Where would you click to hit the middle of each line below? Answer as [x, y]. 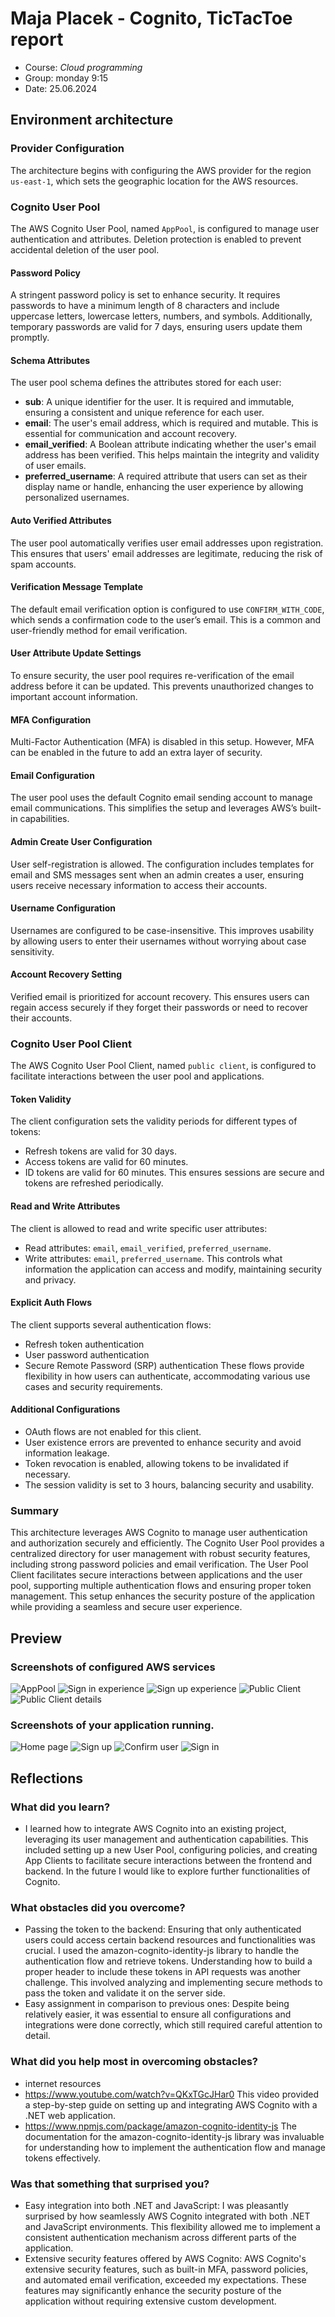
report [37, 39]
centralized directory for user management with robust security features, [160, 1554]
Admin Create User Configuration [81, 841]
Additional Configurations [65, 1409]
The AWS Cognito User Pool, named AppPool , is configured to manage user [165, 228]
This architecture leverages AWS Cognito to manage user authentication [159, 1533]
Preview [36, 1638]
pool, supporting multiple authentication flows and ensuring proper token [161, 1586]
